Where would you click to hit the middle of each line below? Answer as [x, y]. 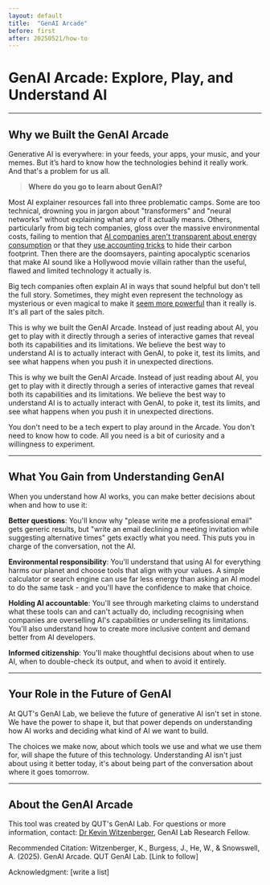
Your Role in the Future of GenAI [90, 694]
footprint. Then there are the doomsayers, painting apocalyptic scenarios [129, 253]
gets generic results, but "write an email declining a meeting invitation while [134, 529]
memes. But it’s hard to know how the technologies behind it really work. [129, 163]
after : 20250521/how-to [48, 38]
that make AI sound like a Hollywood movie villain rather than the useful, [128, 262]
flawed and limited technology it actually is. [80, 271]
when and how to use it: [48, 504]
